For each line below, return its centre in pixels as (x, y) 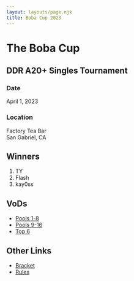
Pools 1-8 (27, 218)
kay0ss (24, 184)
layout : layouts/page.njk (39, 12)
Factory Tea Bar (27, 131)
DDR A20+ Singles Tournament (67, 71)
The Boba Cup (43, 48)
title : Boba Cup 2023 (34, 18)
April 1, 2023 (22, 101)
